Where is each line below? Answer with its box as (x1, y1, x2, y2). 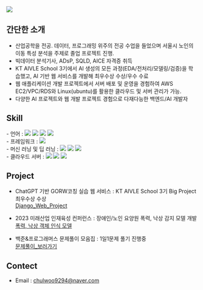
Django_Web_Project (15, 202, 67, 209)
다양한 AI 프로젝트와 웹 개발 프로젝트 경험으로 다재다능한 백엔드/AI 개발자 (15, 95, 188, 102)
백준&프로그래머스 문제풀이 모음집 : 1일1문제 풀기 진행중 (15, 235, 147, 243)
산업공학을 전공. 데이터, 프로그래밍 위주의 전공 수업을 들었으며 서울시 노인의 (15, 42, 194, 49)
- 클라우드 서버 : (6, 153, 44, 160)
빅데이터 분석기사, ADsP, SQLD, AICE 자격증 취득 (15, 57, 132, 64)
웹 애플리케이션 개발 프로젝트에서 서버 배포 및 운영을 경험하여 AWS (15, 80, 173, 87)
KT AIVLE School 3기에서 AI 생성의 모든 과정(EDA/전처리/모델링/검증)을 (15, 64, 187, 72)
